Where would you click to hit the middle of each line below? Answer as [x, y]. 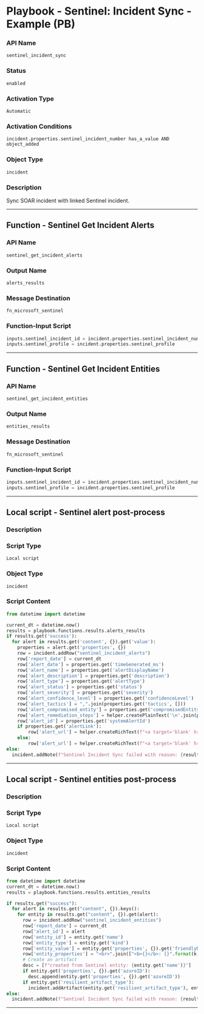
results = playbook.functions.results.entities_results [78, 892]
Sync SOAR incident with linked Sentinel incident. [68, 200]
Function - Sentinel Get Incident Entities [83, 369]
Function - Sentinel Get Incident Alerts [80, 225]
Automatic [19, 111]
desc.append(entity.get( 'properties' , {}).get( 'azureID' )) [104, 976]
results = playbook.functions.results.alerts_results [76, 630]
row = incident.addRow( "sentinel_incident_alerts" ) [84, 654]
